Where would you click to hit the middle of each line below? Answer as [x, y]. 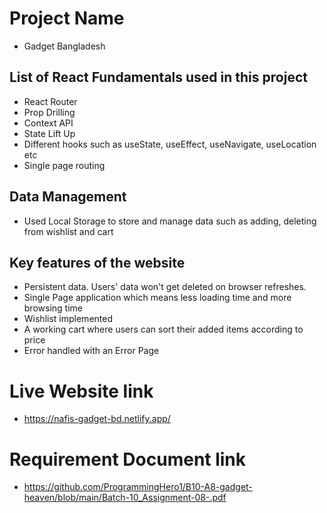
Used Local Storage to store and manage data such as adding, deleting [170, 221]
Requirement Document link [128, 459]
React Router [50, 101]
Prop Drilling [49, 112]
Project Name [67, 18]
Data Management [68, 197]
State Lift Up [49, 133]
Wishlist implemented [68, 319]
